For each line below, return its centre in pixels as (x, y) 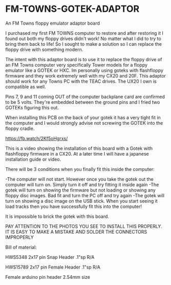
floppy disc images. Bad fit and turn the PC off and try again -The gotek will (85, 195)
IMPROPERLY (20, 237)
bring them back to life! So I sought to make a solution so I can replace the (84, 44)
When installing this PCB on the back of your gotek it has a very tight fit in (83, 117)
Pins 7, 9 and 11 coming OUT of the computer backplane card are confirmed (85, 97)
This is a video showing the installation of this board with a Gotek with (79, 148)
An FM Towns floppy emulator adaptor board (52, 23)
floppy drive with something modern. (44, 49)
